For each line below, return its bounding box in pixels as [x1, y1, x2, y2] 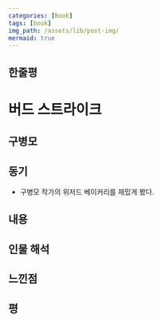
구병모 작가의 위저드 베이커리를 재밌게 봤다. [19, 187, 155, 197]
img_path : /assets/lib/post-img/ [8, 26, 120, 34]
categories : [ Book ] [8, 11, 73, 20]
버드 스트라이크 [8, 101, 102, 118]
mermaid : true [8, 34, 56, 42]
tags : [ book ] [8, 19, 52, 27]
